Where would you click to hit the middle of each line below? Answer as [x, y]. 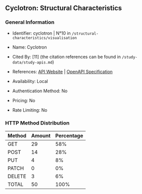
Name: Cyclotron [29, 47]
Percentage [69, 135]
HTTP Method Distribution [37, 123]
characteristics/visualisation [45, 38]
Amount [41, 135]
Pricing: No [24, 100]
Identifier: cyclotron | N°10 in [41, 33]
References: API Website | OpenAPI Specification [62, 71]
